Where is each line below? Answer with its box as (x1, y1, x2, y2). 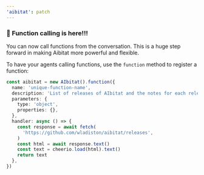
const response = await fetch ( (17, 124, 97, 130)
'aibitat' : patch (6, 8, 50, 15)
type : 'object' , (17, 101, 59, 108)
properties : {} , (17, 107, 59, 113)
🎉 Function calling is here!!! (6, 28, 89, 37)
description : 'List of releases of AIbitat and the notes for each (12, 90, 186, 96)
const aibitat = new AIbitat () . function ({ (6, 79, 115, 85)
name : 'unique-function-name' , (12, 84, 91, 91)
